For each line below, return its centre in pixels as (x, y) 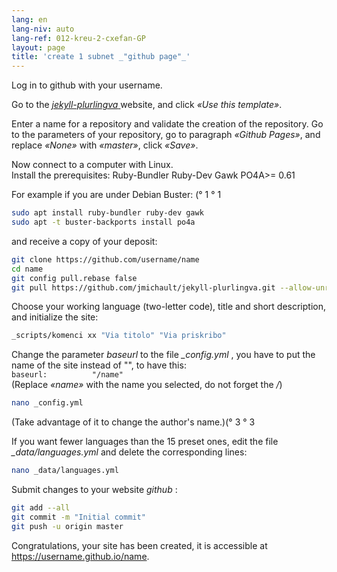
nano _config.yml (47, 403)
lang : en (29, 19)
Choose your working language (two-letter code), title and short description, (168, 307)
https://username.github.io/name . (80, 556)
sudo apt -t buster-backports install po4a (103, 222)
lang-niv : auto (43, 29)
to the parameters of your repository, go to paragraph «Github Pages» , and (166, 135)
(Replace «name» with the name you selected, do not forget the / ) (147, 385)
